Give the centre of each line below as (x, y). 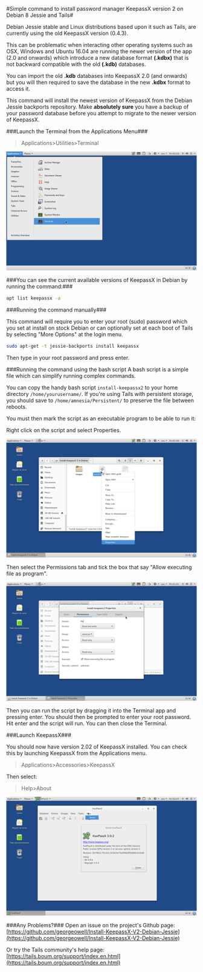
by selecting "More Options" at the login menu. (65, 334)
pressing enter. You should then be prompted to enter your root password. (99, 717)
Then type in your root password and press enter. (68, 357)
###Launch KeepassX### (39, 735)
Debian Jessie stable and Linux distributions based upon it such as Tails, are (101, 27)
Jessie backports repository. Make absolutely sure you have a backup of (98, 107)
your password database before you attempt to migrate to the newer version (101, 113)
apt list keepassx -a (34, 298)
